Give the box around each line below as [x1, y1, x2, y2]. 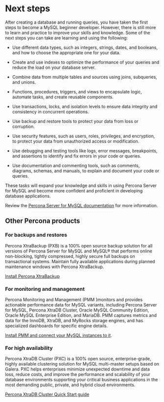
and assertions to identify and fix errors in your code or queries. [12, 153, 141, 159]
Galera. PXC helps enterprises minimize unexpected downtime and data [5, 366, 150, 372]
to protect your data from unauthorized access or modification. [12, 138, 140, 144]
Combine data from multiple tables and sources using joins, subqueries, [12, 74, 158, 80]
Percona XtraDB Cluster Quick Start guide [5, 392, 90, 398]
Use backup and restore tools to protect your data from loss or [12, 118, 139, 124]
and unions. [12, 79, 36, 85]
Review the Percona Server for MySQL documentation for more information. [5, 202, 158, 208]
